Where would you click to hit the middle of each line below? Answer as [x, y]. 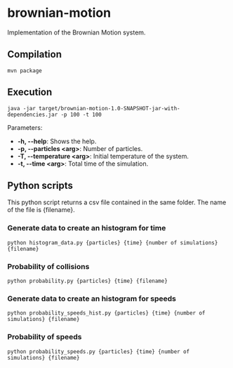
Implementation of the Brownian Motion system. [76, 32]
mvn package [25, 71]
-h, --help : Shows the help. [57, 141]
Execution [30, 92]
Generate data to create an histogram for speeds [92, 298]
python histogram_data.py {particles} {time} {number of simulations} [113, 243]
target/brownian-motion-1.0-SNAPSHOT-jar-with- [109, 108]
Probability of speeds [45, 337]
